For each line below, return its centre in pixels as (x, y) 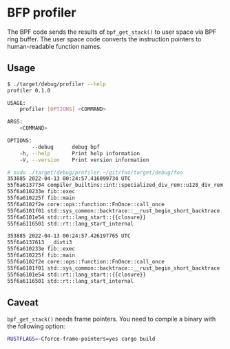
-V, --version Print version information (84, 160)
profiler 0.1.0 (29, 90)
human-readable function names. (54, 46)
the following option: (36, 326)
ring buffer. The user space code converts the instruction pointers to (104, 39)
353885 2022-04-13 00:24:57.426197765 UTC (69, 236)
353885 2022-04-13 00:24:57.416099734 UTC (69, 179)
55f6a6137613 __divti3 (40, 243)
